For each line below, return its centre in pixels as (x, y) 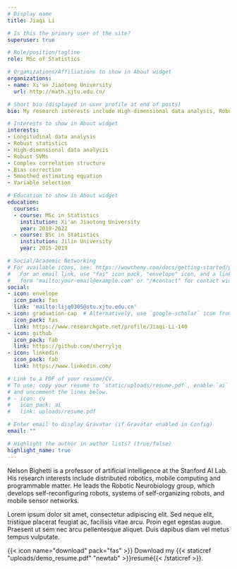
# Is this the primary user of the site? (69, 33)
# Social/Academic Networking (52, 261)
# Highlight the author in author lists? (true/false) (90, 444)
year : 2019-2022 (44, 228)
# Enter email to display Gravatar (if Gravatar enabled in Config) (110, 425)
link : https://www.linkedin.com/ (63, 366)
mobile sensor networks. (43, 500)
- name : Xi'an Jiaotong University (60, 85)
